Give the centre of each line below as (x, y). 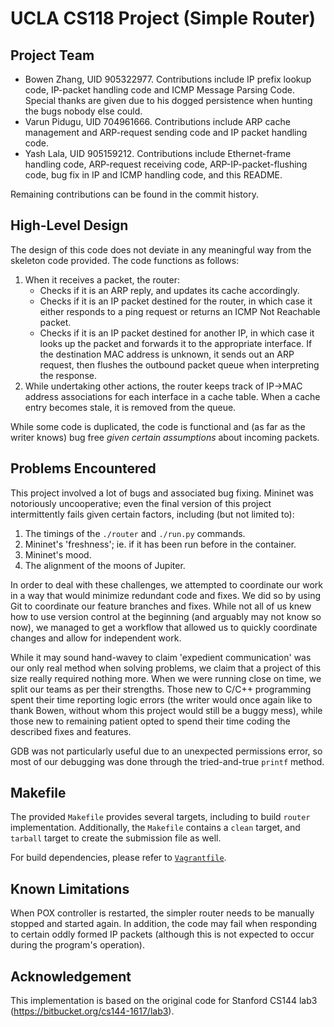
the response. (68, 375)
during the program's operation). (77, 945)
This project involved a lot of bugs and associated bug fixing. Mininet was (162, 493)
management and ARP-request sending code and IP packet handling (166, 132)
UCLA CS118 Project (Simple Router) (163, 18)
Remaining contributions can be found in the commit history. (134, 194)
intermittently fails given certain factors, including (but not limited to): (152, 514)
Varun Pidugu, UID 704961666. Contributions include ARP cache (157, 121)
